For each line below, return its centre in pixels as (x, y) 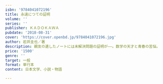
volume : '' (16, 19)
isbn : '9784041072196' (28, 10)
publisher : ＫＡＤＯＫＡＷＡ (32, 28)
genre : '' (15, 56)
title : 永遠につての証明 (28, 14)
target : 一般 (18, 60)
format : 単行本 (20, 65)
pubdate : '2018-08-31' (28, 33)
